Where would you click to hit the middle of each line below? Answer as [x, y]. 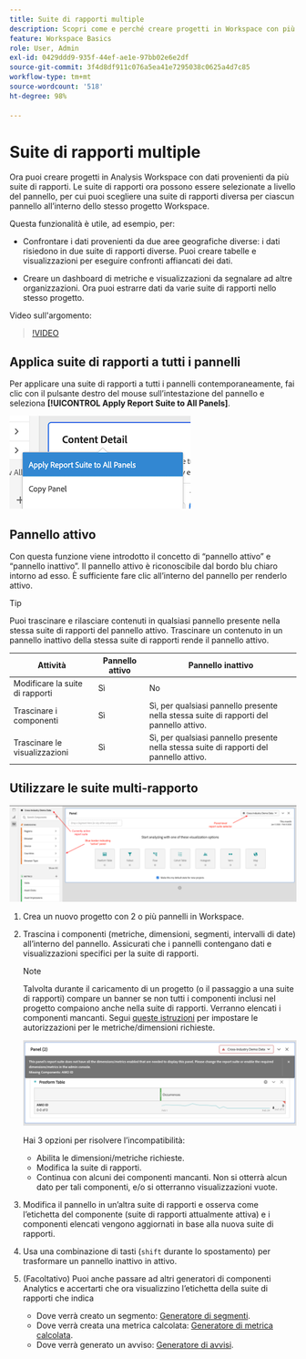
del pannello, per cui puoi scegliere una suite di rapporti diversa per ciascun [152, 197]
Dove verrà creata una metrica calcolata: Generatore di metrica [154, 1325]
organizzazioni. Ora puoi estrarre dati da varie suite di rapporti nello [149, 288]
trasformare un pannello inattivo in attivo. [100, 1261]
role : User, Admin [44, 48]
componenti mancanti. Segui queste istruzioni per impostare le [140, 1017]
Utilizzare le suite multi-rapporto [104, 788]
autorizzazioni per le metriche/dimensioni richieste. [119, 1027]
